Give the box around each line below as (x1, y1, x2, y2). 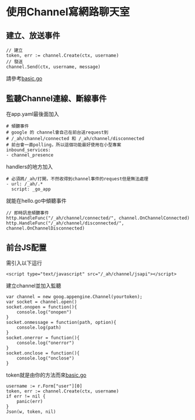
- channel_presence (6, 152, 54, 158)
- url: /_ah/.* (6, 181, 43, 187)
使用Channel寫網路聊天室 (6, 5, 130, 19)
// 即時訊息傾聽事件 (6, 210, 49, 216)
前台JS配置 (6, 243, 47, 252)
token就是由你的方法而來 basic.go (6, 371, 87, 378)
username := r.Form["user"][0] (6, 383, 83, 389)
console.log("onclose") (16, 355, 75, 361)
